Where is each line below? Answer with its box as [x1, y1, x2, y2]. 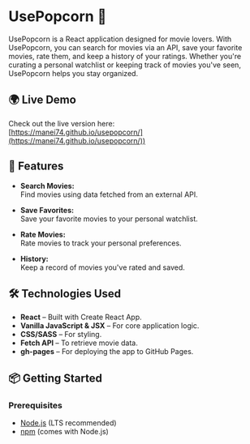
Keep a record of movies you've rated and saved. [19, 263, 185, 272]
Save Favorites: [19, 205, 75, 215]
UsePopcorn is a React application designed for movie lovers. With [8, 34, 232, 44]
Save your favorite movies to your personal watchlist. [19, 214, 199, 224]
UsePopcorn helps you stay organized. [8, 68, 139, 78]
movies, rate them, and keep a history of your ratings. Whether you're [8, 51, 242, 61]
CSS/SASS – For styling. [19, 330, 102, 339]
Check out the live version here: [8, 118, 115, 128]
